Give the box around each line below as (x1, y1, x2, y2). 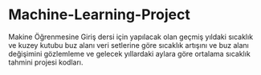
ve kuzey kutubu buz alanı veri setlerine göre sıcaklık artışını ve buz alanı (8, 40, 249, 49)
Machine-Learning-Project (8, 6, 190, 24)
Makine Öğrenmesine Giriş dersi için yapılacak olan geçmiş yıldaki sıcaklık (8, 32, 254, 41)
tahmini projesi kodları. (8, 57, 84, 67)
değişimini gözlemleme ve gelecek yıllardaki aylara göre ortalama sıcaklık (8, 49, 251, 58)
